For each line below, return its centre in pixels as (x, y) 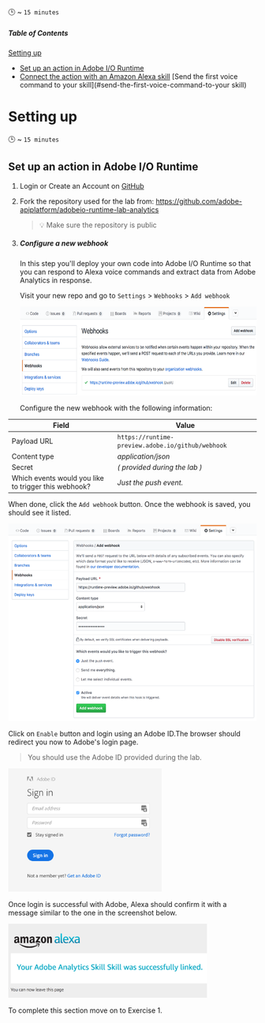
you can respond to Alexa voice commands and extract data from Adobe (138, 272)
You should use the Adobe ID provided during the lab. (115, 757)
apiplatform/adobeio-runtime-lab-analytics (89, 209)
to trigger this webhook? (51, 487)
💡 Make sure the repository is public (98, 225)
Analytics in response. (56, 280)
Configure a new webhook (64, 243)
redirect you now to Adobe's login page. (73, 742)
